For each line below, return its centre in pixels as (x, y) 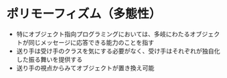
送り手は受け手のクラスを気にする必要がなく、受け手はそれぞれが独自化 (118, 51)
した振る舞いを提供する (49, 59)
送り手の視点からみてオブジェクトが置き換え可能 (85, 68)
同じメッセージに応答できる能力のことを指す (91, 42)
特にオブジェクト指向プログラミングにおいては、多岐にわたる (103, 34)
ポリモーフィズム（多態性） (84, 14)
